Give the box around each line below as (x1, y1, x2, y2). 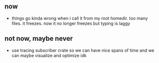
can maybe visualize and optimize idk (11, 52, 87, 58)
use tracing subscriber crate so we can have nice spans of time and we (11, 47, 155, 53)
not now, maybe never (4, 34, 73, 43)
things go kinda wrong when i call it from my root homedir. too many (11, 15, 148, 21)
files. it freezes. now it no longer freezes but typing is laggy (11, 20, 130, 26)
